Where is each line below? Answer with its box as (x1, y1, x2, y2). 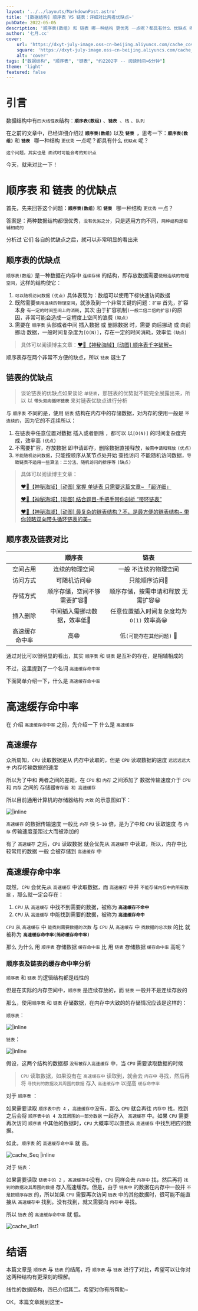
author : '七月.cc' (6, 31, 49, 37)
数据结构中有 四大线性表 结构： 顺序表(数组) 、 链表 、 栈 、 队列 (6, 117, 145, 124)
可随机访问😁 (55, 576, 93, 584)
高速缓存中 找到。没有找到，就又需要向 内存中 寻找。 (17, 1198, 140, 1206)
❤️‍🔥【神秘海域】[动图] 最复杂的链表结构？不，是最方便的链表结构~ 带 (20, 508, 190, 515)
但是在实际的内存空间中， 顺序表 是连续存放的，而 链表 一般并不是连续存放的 (6, 987, 187, 994)
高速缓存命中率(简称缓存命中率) (22, 932, 90, 938)
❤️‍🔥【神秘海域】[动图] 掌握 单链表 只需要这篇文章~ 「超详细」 (20, 483, 172, 490)
